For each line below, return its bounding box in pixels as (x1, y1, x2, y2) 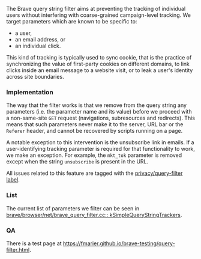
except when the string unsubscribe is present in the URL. (6, 158, 149, 165)
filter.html (6, 246, 30, 253)
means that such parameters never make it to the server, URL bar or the (6, 121, 184, 128)
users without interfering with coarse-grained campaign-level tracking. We (6, 11, 191, 19)
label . (6, 176, 20, 183)
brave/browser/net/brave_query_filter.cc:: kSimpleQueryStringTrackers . (6, 211, 182, 218)
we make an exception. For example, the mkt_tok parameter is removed (6, 151, 182, 159)
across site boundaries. (6, 73, 64, 80)
